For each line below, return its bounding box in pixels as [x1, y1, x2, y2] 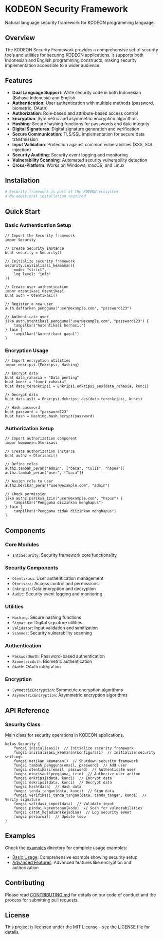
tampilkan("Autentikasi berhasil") [14, 323, 86, 328]
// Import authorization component [5, 436, 77, 441]
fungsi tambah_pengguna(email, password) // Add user [14, 763, 127, 768]
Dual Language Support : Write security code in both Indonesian [12, 89, 141, 95]
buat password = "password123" [5, 410, 69, 415]
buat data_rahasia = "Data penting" [5, 375, 79, 380]
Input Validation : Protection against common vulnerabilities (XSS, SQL [12, 141, 154, 147]
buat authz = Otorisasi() [5, 453, 57, 458]
